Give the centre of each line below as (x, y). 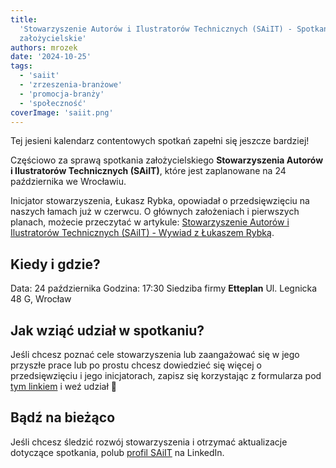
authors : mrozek (44, 47)
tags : (21, 66)
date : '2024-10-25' (51, 57)
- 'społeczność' (53, 103)
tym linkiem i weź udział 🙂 (63, 386)
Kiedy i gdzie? (55, 264)
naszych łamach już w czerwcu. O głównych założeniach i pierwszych (155, 212)
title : (24, 19)
